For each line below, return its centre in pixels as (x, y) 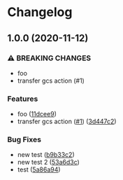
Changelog (40, 12)
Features (23, 99)
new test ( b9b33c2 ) (46, 155)
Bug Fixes (24, 139)
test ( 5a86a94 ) (39, 169)
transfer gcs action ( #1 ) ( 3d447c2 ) (67, 122)
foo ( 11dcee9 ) (37, 114)
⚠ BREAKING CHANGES (49, 58)
